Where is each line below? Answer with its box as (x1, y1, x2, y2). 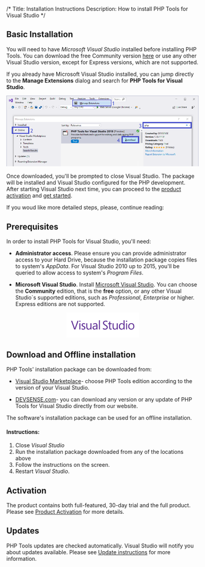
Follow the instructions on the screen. (15, 461, 110, 469)
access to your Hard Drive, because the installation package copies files (15, 256, 197, 263)
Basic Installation (6, 29, 73, 40)
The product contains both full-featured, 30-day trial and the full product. (6, 502, 191, 509)
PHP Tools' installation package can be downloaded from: (6, 366, 152, 373)
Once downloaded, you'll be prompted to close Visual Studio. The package (6, 172, 195, 180)
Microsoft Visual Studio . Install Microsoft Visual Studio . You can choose (15, 281, 198, 288)
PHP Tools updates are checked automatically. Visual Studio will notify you (6, 542, 194, 549)
